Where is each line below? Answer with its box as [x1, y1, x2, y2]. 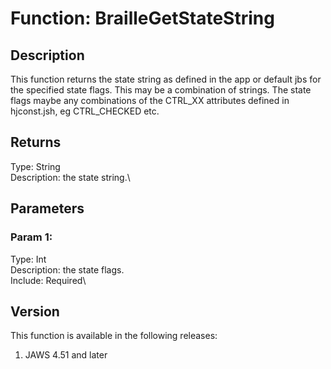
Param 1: [10, 230, 53, 244]
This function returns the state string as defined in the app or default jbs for [10, 73, 322, 85]
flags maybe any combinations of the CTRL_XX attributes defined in [10, 95, 290, 106]
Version [10, 303, 60, 320]
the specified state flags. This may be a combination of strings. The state [10, 84, 312, 96]
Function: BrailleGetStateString [10, 7, 275, 30]
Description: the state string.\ [10, 171, 131, 183]
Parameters [10, 200, 85, 217]
